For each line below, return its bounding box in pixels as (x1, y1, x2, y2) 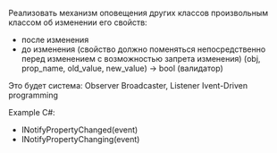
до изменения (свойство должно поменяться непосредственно (21, 44, 266, 55)
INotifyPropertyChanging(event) (21, 134, 140, 144)
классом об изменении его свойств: (8, 17, 148, 28)
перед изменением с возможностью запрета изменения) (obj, (21, 54, 261, 64)
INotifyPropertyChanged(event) (21, 124, 138, 135)
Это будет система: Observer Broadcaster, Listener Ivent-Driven (8, 81, 248, 90)
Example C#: (8, 107, 55, 117)
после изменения (21, 35, 89, 45)
